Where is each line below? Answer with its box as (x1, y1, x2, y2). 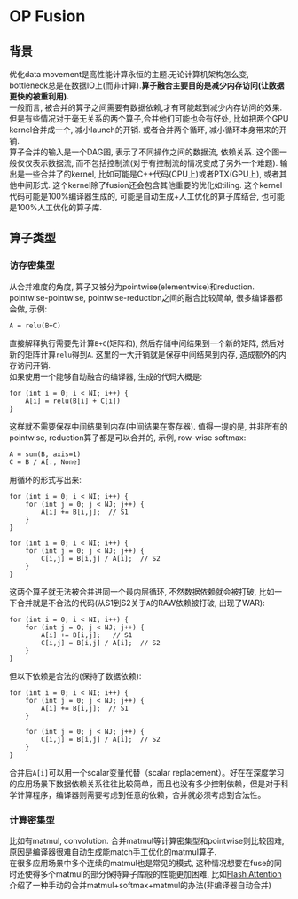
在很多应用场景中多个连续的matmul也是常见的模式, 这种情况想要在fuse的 (9, 857, 275, 868)
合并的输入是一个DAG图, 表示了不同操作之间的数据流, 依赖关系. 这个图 (24, 146, 280, 157)
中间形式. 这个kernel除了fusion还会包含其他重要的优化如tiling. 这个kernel (16, 180, 283, 190)
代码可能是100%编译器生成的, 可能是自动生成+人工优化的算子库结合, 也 (9, 191, 270, 201)
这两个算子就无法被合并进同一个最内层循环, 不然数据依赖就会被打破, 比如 (9, 586, 275, 596)
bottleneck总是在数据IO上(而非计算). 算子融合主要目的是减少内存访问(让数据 (9, 80, 285, 91)
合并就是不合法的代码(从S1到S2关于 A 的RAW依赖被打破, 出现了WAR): (16, 597, 265, 608)
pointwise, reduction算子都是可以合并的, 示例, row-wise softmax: (9, 432, 247, 443)
